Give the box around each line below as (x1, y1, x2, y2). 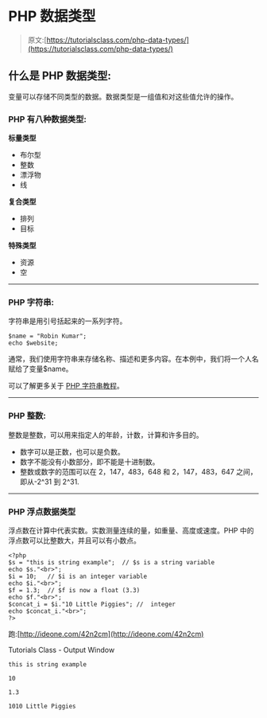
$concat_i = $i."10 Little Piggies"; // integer (8, 600, 176, 608)
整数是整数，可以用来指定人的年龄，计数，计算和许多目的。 (8, 430, 203, 439)
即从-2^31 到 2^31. (19, 477, 79, 486)
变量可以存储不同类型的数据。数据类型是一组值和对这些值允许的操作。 (8, 92, 238, 101)
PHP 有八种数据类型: (8, 113, 87, 124)
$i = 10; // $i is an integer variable (8, 572, 148, 580)
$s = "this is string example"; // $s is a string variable (8, 558, 215, 566)
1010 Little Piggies (8, 702, 77, 710)
